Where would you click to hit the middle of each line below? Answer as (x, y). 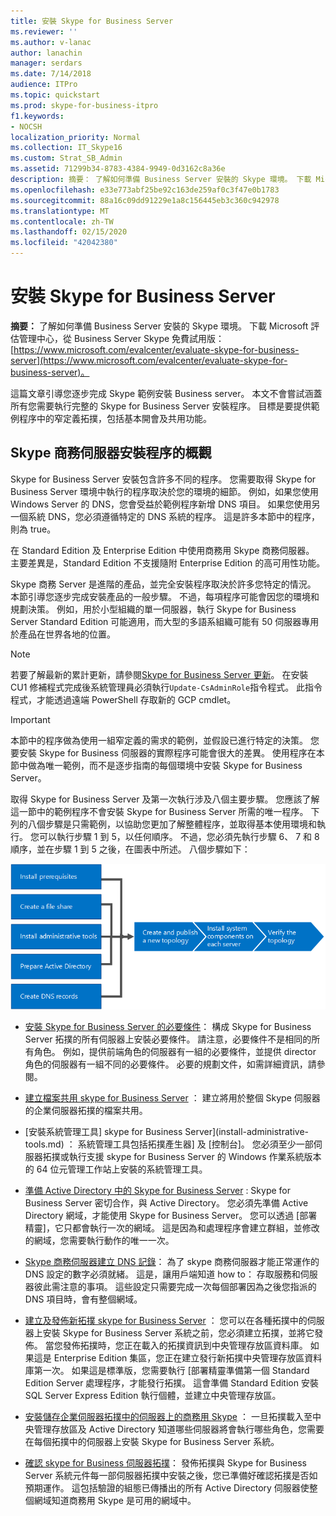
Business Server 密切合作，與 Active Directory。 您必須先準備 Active (166, 1203)
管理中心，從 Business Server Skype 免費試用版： (121, 338)
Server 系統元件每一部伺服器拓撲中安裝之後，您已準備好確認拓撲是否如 (171, 1476)
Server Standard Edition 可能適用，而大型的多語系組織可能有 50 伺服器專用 (165, 621)
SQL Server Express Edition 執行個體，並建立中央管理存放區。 (153, 1396)
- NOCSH (26, 126)
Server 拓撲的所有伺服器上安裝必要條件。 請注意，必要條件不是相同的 (168, 1039)
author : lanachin (46, 53)
